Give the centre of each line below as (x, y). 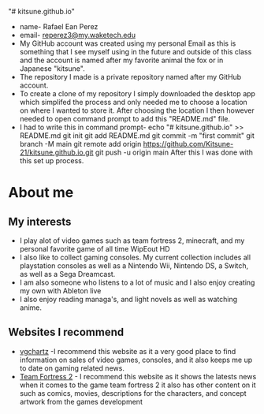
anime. (30, 308)
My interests (40, 221)
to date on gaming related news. (72, 368)
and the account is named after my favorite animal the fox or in (121, 60)
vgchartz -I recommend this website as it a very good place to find (128, 351)
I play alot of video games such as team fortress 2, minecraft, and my (132, 241)
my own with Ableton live (60, 291)
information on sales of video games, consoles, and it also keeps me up (136, 360)
